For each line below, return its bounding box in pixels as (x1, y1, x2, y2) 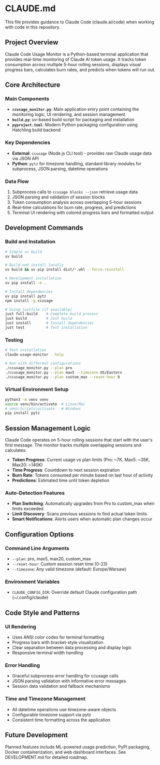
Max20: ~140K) (12, 462, 43, 468)
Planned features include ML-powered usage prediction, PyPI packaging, (5, 744, 151, 749)
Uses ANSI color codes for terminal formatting (12, 634, 104, 640)
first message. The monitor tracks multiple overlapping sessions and (5, 442, 142, 448)
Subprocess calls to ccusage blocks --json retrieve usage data (12, 189, 138, 195)
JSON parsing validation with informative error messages (12, 678, 127, 684)
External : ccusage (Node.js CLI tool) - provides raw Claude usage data (12, 150, 152, 156)
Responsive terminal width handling (12, 650, 84, 656)
